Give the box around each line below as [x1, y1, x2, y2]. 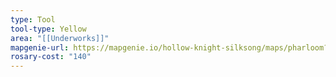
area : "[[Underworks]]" [10, 33, 110, 43]
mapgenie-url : [10, 42, 70, 53]
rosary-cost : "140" [10, 52, 92, 62]
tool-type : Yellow [10, 24, 87, 34]
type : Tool [10, 14, 56, 25]
